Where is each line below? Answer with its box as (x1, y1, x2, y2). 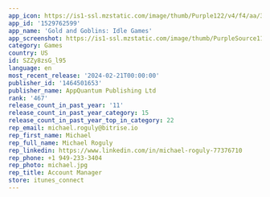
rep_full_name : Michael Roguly (8, 138, 113, 147)
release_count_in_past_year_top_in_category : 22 (8, 117, 174, 125)
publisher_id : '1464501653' (8, 79, 103, 87)
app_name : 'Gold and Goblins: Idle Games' (8, 27, 153, 35)
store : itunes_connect (8, 176, 84, 185)
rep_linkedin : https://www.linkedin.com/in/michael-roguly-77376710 (8, 146, 243, 154)
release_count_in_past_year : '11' (8, 101, 125, 109)
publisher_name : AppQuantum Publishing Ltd (8, 86, 157, 95)
